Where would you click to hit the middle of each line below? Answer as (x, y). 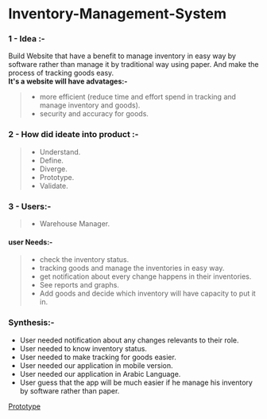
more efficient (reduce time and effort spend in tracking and (138, 97)
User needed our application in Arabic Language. (100, 374)
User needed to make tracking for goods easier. (98, 357)
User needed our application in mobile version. (96, 365)
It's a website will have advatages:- (68, 81)
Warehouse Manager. (74, 224)
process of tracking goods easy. (61, 73)
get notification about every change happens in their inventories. (145, 276)
